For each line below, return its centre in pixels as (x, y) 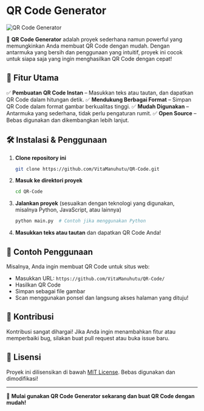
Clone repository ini (41, 158)
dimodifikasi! (22, 378)
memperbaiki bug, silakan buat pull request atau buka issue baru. (88, 338)
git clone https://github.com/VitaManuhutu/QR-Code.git (87, 169)
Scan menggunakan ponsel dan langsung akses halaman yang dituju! (102, 298)
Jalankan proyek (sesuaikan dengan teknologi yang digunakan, (95, 203)
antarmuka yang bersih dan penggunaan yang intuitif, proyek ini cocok (95, 52)
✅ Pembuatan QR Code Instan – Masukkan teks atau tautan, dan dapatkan (100, 93)
